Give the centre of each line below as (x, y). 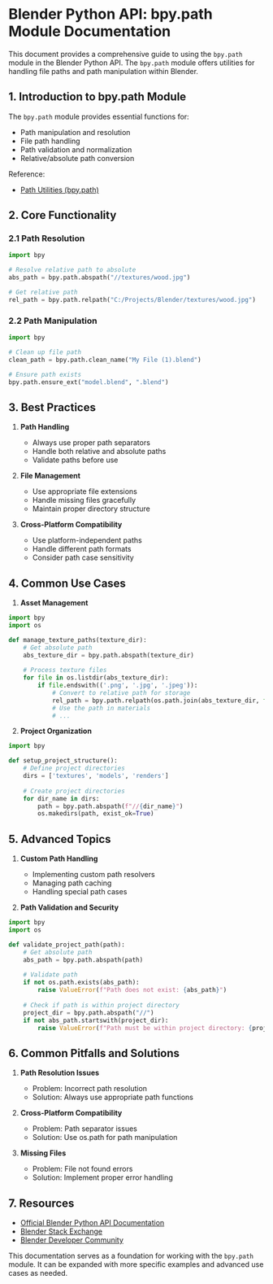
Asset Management (54, 603)
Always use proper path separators (91, 443)
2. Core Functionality (63, 215)
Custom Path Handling (59, 858)
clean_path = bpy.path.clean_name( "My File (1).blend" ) (105, 360)
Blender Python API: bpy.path (110, 14)
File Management (50, 476)
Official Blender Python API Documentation (92, 1223)
